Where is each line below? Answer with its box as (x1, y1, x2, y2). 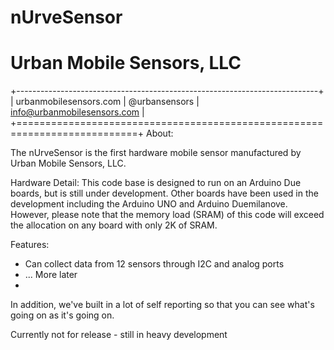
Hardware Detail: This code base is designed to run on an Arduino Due (10, 177, 302, 189)
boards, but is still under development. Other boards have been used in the (10, 187, 319, 200)
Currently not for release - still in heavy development (10, 329, 228, 341)
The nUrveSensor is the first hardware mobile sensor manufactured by (10, 147, 302, 159)
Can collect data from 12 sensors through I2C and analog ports (24, 258, 285, 270)
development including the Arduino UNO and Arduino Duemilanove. (10, 198, 288, 210)
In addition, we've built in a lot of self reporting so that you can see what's (10, 299, 315, 311)
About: (145, 127, 174, 140)
